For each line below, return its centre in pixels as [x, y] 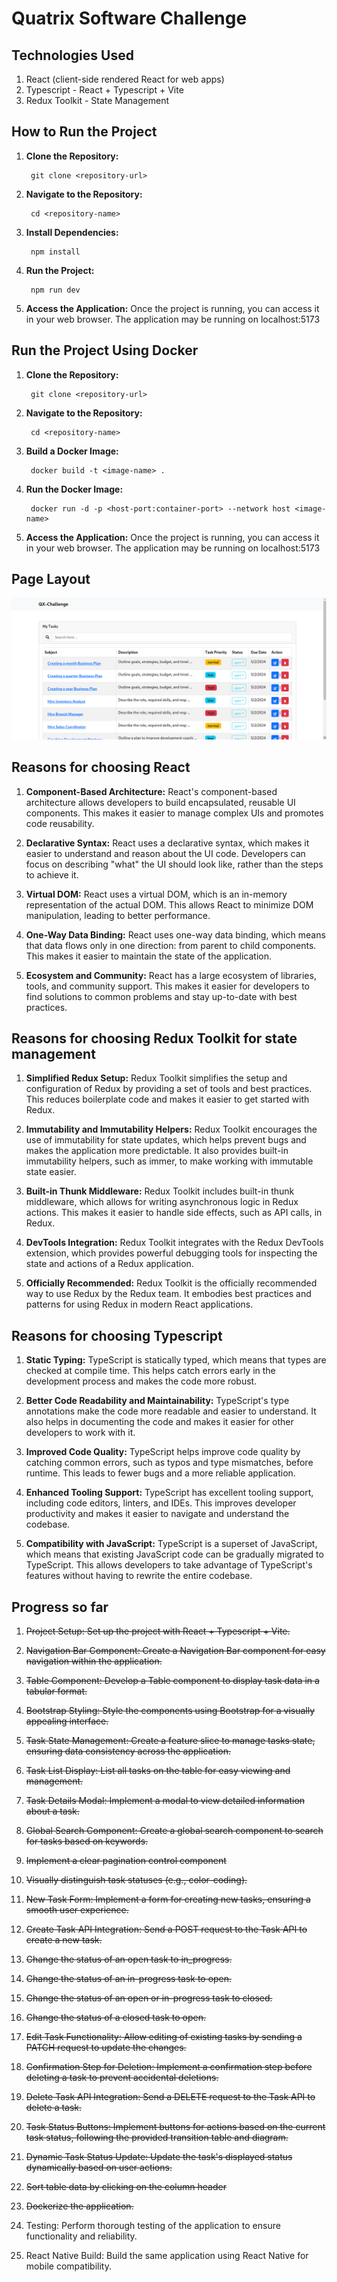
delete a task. [54, 2108]
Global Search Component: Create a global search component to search [174, 1831]
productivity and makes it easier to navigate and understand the [157, 1514]
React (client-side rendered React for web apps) [125, 79]
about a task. [52, 1811]
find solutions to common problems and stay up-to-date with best [161, 996]
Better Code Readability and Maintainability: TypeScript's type [157, 1401]
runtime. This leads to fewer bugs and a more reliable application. [160, 1473]
